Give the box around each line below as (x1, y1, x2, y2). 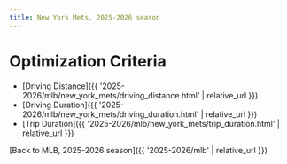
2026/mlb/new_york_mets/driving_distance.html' (21, 90, 200, 100)
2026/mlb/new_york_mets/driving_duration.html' (21, 108, 199, 120)
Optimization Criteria (9, 51, 167, 71)
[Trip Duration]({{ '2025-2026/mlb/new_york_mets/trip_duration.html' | (21, 118, 281, 129)
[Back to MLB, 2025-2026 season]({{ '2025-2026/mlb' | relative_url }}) (9, 144, 268, 155)
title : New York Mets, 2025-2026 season (9, 12, 161, 22)
